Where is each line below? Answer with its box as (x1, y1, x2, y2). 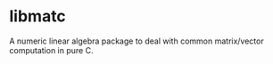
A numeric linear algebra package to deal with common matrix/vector (9, 36, 265, 46)
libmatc (9, 6, 67, 27)
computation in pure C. (9, 44, 94, 55)
